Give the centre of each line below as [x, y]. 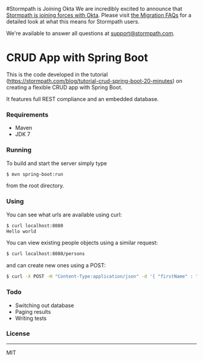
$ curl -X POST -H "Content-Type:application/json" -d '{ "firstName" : [100, 277]
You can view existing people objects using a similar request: [82, 243]
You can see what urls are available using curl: [64, 215]
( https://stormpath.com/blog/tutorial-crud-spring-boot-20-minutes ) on [94, 80]
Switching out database [44, 305]
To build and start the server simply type [57, 163]
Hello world [21, 231]
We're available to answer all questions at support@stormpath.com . [91, 33]
